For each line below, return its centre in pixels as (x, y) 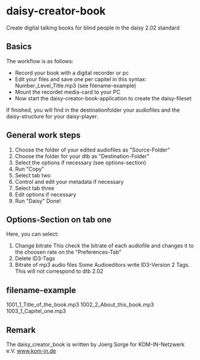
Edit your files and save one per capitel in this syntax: (81, 79)
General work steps (43, 136)
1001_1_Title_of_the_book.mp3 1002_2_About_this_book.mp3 (80, 305)
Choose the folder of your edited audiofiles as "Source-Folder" (93, 150)
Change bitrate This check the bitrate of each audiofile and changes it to (104, 246)
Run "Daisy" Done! (38, 201)
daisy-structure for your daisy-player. (52, 116)
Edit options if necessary (46, 194)
